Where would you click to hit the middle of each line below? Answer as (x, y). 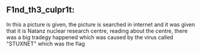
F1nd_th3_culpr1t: (40, 10)
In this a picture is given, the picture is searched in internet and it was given (101, 24)
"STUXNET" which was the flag (46, 43)
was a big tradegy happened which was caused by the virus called (90, 37)
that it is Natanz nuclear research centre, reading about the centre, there (97, 31)
